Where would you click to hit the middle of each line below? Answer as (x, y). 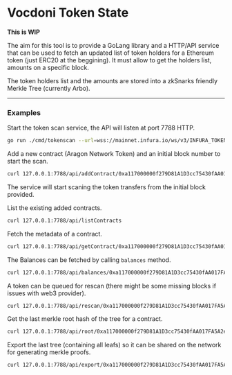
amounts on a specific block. (48, 67)
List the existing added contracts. (55, 208)
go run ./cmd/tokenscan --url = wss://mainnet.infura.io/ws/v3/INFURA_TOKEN (117, 141)
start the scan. (28, 162)
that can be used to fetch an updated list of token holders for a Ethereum (110, 53)
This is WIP (23, 32)
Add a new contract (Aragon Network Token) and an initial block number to (114, 154)
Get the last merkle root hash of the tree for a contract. (85, 319)
